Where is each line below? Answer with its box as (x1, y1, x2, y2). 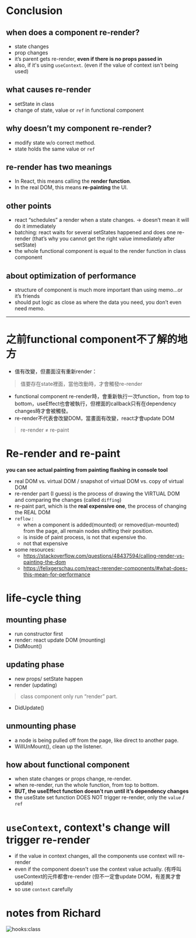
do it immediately (14, 222, 57, 230)
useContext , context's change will (6, 821, 170, 834)
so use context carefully (14, 886, 73, 893)
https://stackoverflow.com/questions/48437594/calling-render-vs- (23, 552, 185, 559)
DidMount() (14, 642, 43, 649)
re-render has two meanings (6, 162, 112, 172)
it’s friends (14, 293, 40, 300)
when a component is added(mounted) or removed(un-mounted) (23, 521, 180, 528)
